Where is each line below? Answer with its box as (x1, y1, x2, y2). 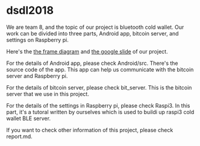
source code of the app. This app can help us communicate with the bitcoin (6, 65, 194, 73)
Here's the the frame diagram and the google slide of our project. (6, 47, 168, 55)
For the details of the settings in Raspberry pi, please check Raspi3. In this (6, 102, 190, 109)
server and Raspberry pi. (6, 72, 68, 79)
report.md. (6, 133, 33, 140)
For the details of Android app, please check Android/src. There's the (6, 59, 178, 67)
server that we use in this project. (6, 90, 89, 97)
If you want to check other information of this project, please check (6, 126, 173, 133)
